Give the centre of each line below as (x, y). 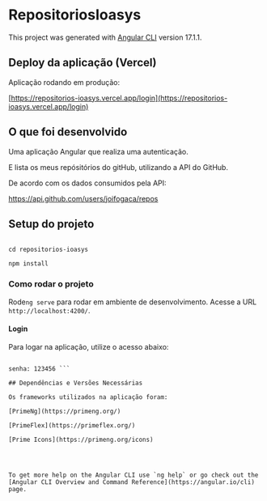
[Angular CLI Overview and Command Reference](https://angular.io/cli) (131, 482)
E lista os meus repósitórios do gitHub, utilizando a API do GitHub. (119, 167)
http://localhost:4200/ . (49, 310)
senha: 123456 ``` (39, 369)
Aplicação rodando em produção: (64, 82)
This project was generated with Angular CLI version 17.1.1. (105, 37)
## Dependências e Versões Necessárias (76, 383)
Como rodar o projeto (51, 284)
